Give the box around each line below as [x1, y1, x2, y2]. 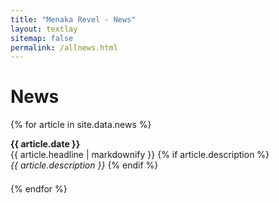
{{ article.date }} [10, 138, 81, 150]
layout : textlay [10, 24, 78, 34]
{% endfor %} [10, 183, 68, 195]
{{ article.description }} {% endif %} [10, 159, 159, 171]
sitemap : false [10, 33, 74, 43]
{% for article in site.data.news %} [10, 119, 152, 131]
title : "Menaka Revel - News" [10, 14, 137, 25]
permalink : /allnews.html [10, 42, 118, 53]
